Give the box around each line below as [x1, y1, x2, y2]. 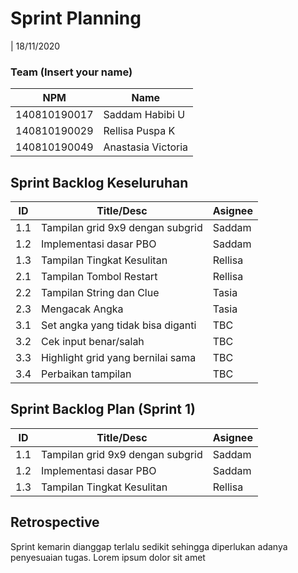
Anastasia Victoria [103, 140, 189, 154]
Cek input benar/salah [41, 335, 145, 349]
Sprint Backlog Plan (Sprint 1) [10, 401, 196, 418]
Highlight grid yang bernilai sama [41, 351, 197, 365]
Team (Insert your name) [10, 65, 133, 79]
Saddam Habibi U [103, 108, 186, 122]
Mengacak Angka [41, 302, 124, 316]
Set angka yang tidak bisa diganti [41, 318, 197, 332]
